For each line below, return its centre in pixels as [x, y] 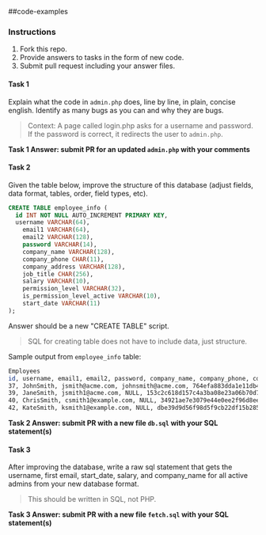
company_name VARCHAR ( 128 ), [68, 252]
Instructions [32, 32]
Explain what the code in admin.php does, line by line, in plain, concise [122, 101]
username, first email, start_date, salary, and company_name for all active [128, 476]
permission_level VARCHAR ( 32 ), [74, 289]
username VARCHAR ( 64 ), [53, 222]
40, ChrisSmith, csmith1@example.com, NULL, [83, 400]
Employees [25, 371]
